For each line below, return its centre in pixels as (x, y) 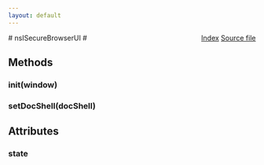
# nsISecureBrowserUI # (48, 38)
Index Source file (229, 38)
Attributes (33, 132)
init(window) (33, 85)
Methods (31, 62)
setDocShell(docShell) (52, 105)
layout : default (35, 15)
